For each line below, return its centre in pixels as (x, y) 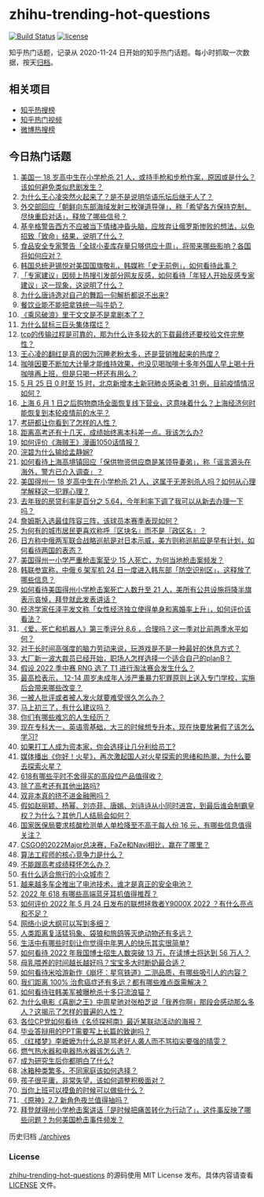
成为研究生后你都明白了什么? (67, 1060)
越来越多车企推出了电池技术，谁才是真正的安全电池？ (106, 884)
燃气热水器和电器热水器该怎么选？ (75, 1051)
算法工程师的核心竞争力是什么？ (72, 855)
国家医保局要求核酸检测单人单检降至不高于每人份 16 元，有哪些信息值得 (136, 825)
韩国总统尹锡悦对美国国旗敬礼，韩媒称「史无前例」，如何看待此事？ (129, 265)
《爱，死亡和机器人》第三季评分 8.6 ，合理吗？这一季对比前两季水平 (131, 628)
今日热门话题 (40, 157)
